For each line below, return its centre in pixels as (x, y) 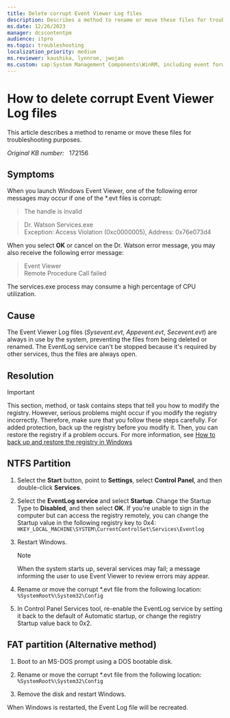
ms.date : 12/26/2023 (37, 26)
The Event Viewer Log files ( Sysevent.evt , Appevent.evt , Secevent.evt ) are (112, 332)
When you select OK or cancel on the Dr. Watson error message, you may (111, 245)
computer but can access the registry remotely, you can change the (113, 515)
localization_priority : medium (52, 52)
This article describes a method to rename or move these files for (99, 132)
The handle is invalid (53, 212)
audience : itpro (30, 39)
